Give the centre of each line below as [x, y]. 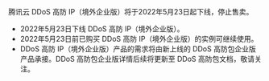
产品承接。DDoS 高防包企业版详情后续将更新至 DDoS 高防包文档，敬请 [137, 59]
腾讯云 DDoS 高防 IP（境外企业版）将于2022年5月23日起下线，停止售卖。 [131, 12]
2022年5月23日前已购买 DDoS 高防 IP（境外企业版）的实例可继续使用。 [139, 39]
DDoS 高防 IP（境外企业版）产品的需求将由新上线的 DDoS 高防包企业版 [138, 49]
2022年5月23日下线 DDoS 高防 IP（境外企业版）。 [102, 29]
